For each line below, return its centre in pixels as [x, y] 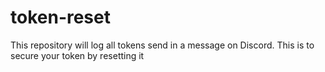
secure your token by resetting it [77, 55]
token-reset [60, 17]
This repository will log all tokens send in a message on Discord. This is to [162, 45]
